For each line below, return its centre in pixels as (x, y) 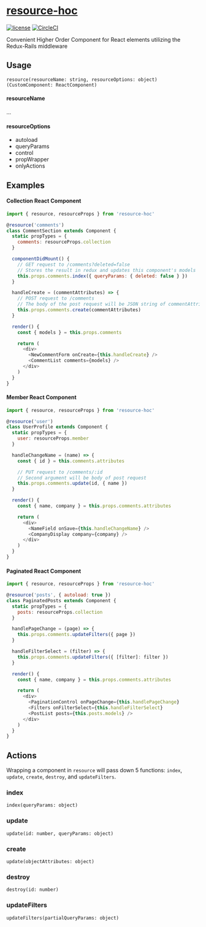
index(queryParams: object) (42, 805)
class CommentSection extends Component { (61, 231)
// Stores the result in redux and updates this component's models (107, 270)
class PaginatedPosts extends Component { (61, 600)
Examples (25, 185)
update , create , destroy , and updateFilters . (61, 777)
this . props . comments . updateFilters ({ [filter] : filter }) (93, 657)
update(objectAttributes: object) (51, 861)
